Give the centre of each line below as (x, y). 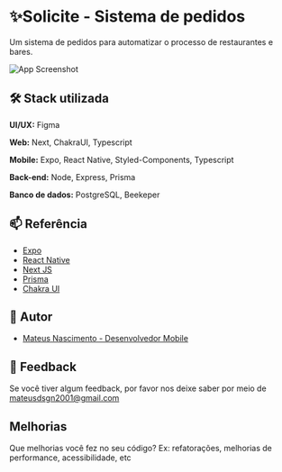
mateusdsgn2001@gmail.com (64, 398)
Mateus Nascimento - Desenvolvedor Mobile (105, 339)
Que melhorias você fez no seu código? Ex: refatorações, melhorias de (141, 448)
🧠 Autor (31, 317)
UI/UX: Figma (35, 124)
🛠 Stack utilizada (59, 99)
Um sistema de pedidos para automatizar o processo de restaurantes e (141, 41)
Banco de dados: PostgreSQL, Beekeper (85, 195)
